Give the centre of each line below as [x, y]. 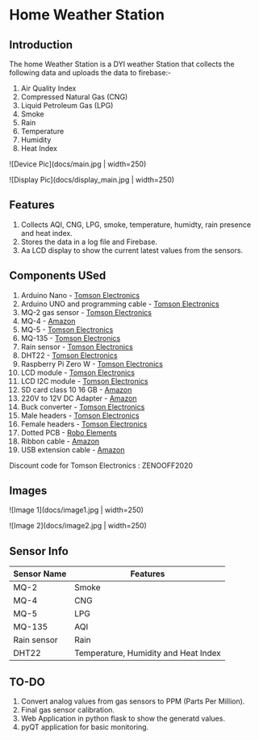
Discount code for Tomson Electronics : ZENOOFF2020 [101, 465]
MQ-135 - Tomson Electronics [71, 338]
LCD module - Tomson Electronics [78, 372]
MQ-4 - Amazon [48, 321]
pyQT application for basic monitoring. [85, 727]
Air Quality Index [48, 88]
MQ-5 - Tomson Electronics [67, 330]
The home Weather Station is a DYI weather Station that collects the [122, 64]
